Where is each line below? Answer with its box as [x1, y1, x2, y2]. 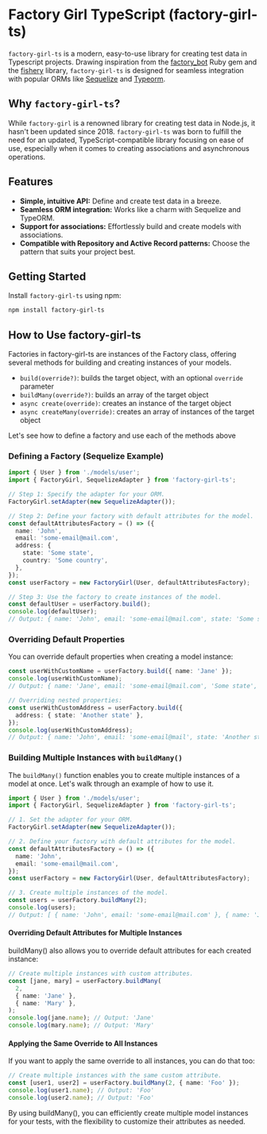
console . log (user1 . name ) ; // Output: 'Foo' [8, 1086, 155, 1094]
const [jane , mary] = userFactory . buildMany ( [8, 977, 161, 985]
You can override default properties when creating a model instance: [8, 652, 234, 661]
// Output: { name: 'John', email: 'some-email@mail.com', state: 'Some [8, 615, 254, 623]
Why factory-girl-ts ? [8, 97, 121, 110]
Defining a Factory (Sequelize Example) [8, 451, 164, 462]
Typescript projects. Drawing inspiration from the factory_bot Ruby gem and [8, 57, 257, 67]
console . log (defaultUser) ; [8, 608, 98, 616]
